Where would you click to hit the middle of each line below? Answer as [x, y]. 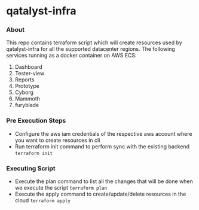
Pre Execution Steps [36, 121]
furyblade [27, 105]
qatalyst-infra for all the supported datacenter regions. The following [91, 49]
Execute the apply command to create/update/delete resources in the [100, 194]
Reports [25, 80]
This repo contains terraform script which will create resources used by [94, 42]
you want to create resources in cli [57, 140]
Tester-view [30, 74]
